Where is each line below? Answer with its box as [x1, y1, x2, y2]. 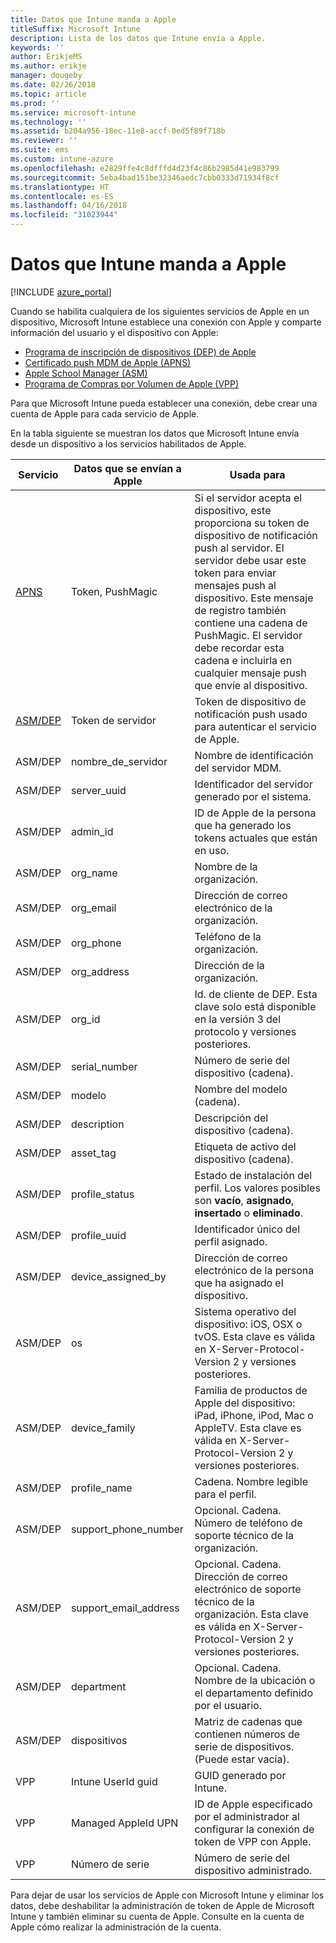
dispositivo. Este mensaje [194, 591, 314, 605]
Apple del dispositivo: [194, 1396, 296, 1410]
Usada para [229, 467, 286, 481]
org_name [70, 866, 118, 880]
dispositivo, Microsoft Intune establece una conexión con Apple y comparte [10, 316, 322, 328]
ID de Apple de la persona [194, 806, 317, 820]
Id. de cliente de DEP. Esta [194, 987, 318, 1001]
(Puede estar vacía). [194, 1752, 290, 1766]
